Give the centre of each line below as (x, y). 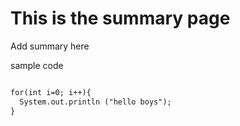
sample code (37, 65)
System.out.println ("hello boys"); (95, 102)
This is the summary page (120, 18)
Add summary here (50, 46)
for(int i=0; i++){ (51, 92)
